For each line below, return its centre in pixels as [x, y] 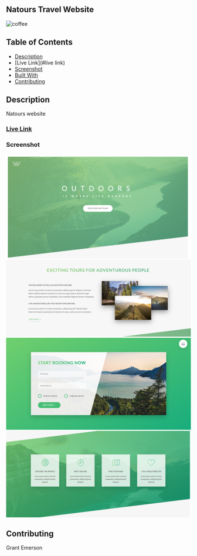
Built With [26, 75]
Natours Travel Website [50, 10]
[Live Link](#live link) [40, 62]
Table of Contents [40, 43]
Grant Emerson [24, 548]
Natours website [26, 114]
